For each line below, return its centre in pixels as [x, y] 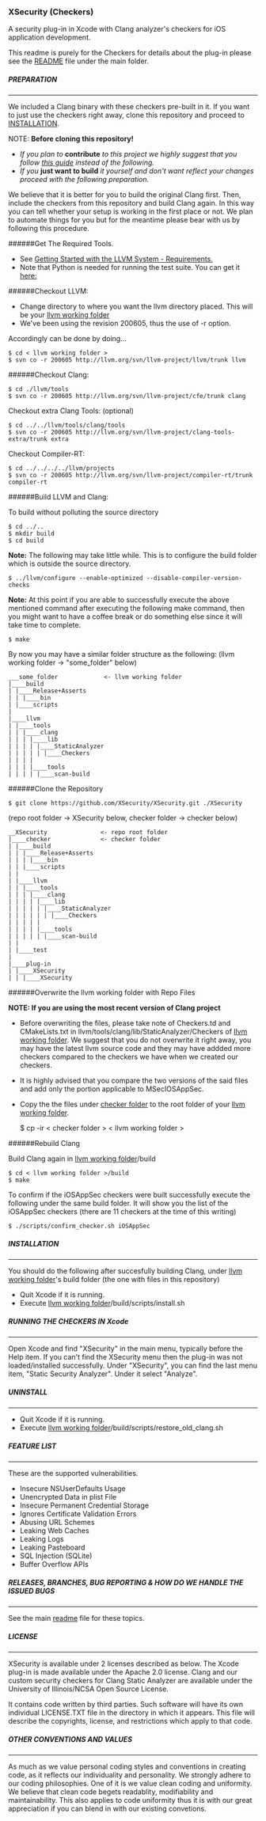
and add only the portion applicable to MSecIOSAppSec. [112, 1089]
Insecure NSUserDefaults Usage [72, 1489]
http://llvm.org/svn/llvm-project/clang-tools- [156, 432]
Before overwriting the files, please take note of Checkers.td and [125, 1023]
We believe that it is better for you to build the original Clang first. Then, [125, 195]
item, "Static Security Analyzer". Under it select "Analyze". [103, 1374]
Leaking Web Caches [54, 1531]
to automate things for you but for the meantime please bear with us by [124, 220]
